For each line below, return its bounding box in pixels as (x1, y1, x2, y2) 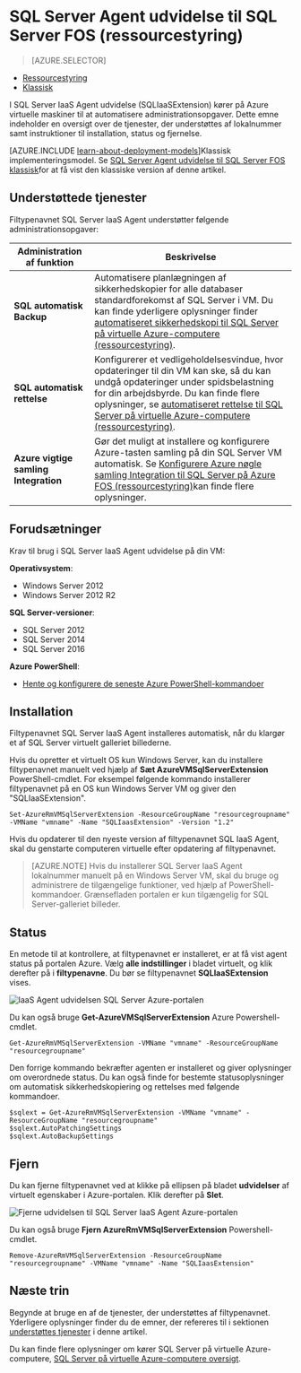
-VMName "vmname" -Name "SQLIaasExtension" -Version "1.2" (9, 818, 235, 827)
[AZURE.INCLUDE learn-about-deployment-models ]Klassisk (9, 145, 231, 156)
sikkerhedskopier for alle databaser (93, 282, 244, 295)
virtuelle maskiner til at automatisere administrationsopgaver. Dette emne (9, 109, 279, 119)
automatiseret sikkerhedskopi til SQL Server (93, 316, 279, 328)
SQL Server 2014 (21, 634, 86, 645)
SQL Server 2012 (21, 624, 85, 635)
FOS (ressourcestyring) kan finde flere (93, 480, 254, 492)
